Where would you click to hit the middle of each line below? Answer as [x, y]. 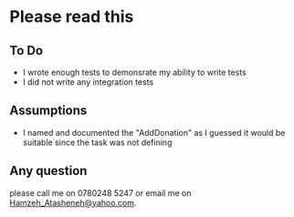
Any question [48, 171]
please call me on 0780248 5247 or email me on [100, 192]
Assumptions [48, 111]
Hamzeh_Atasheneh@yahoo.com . [73, 202]
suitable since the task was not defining [97, 142]
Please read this [72, 17]
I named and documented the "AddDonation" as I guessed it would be [154, 132]
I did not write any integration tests [88, 82]
